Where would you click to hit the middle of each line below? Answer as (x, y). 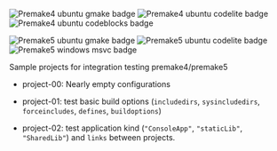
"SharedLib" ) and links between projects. (99, 137)
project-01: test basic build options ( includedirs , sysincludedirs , (141, 101)
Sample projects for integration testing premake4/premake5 (119, 67)
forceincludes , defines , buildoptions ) (91, 111)
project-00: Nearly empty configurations (96, 84)
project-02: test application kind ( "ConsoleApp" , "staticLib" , (132, 128)
